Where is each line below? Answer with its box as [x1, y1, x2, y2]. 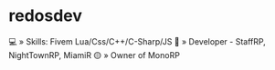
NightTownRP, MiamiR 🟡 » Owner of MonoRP [8, 49, 180, 60]
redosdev [8, 5, 83, 26]
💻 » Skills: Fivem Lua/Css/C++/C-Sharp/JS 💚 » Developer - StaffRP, [8, 35, 266, 46]
